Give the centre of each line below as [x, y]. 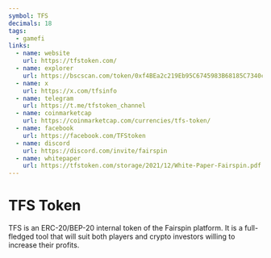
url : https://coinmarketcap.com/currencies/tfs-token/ [117, 121]
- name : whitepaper [48, 158]
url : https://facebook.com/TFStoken [85, 135]
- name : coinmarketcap [54, 114]
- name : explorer [45, 69]
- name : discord [43, 143]
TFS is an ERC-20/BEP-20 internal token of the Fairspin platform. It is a [126, 228]
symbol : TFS [28, 16]
